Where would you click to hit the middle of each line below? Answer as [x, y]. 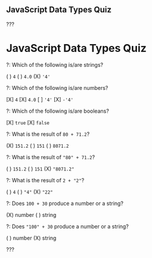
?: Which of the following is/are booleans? [58, 111]
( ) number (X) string [31, 238]
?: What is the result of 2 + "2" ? [45, 180]
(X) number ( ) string [31, 215]
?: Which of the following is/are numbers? [57, 88]
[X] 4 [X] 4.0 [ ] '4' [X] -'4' [40, 99]
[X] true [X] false [28, 122]
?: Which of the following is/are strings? [55, 64]
